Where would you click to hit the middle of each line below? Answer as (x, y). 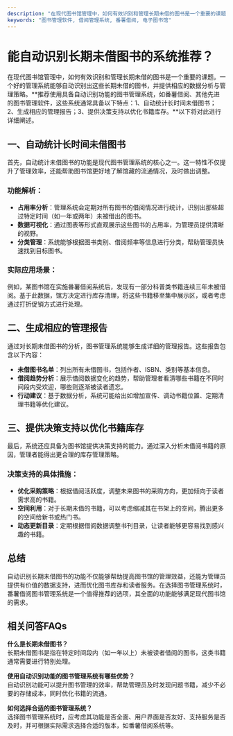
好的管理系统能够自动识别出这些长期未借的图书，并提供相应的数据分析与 (116, 86)
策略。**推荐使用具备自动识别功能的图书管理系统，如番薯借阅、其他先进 (116, 94)
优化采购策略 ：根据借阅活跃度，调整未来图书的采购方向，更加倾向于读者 (120, 490)
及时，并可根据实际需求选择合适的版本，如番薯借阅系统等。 (92, 726)
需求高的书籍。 (38, 499)
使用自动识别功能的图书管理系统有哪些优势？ (71, 676)
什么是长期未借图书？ (37, 644)
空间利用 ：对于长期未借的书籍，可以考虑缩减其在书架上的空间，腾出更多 (120, 508)
